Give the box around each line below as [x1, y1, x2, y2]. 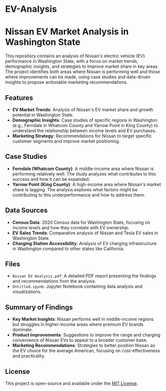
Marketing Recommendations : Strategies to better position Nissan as [12, 343, 155, 348]
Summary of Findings [5, 303, 73, 311]
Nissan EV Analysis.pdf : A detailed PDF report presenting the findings [12, 273, 157, 279]
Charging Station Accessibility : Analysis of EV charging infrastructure [12, 240, 157, 246]
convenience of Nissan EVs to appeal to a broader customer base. [12, 337, 148, 343]
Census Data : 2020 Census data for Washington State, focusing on [12, 219, 150, 225]
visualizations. [12, 289, 42, 295]
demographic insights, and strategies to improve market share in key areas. [5, 63, 159, 70]
